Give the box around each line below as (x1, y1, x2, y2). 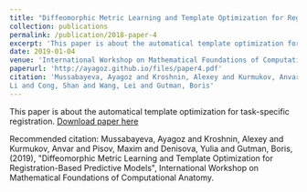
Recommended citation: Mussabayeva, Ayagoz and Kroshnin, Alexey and (9, 133, 284, 144)
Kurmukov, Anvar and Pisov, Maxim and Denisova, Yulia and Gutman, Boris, (9, 143, 293, 154)
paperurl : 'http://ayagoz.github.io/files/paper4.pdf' (9, 65, 223, 74)
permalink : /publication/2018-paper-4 (9, 30, 157, 39)
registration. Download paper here (9, 116, 139, 126)
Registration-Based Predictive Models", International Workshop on (9, 162, 259, 173)
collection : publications (9, 22, 108, 31)
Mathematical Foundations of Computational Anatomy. (9, 172, 215, 183)
